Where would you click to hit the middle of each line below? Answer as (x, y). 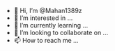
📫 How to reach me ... (46, 40)
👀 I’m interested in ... (43, 18)
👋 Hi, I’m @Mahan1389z (48, 11)
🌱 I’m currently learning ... (51, 25)
